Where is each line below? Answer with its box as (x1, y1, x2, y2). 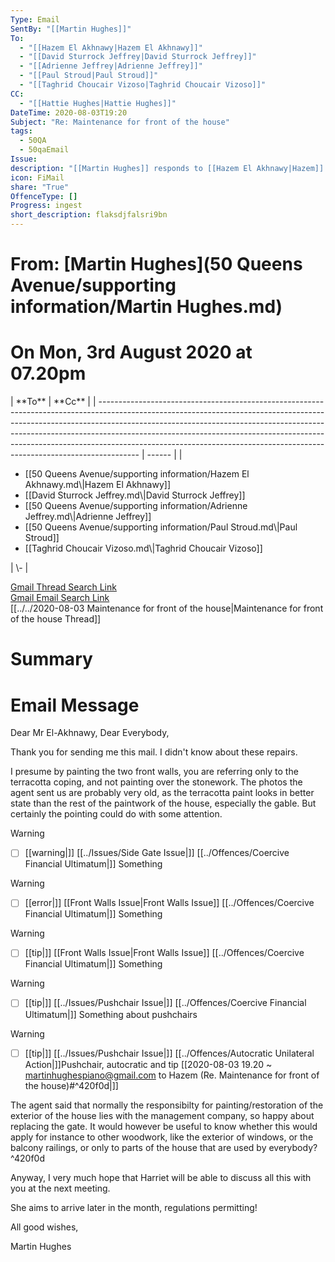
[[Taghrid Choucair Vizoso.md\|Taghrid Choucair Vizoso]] (24, 542, 263, 555)
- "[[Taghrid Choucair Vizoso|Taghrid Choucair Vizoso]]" (19, 80, 267, 90)
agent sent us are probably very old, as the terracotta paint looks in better (10, 787, 315, 799)
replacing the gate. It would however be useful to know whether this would (10, 1120, 318, 1132)
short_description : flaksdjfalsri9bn (10, 210, 168, 220)
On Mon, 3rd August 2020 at (10, 341, 253, 364)
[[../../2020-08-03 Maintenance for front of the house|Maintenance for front (10, 602, 324, 615)
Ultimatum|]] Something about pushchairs (24, 1008, 198, 1020)
